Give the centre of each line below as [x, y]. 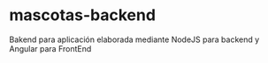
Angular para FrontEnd [50, 48]
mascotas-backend [83, 15]
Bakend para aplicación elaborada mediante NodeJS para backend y [134, 39]
